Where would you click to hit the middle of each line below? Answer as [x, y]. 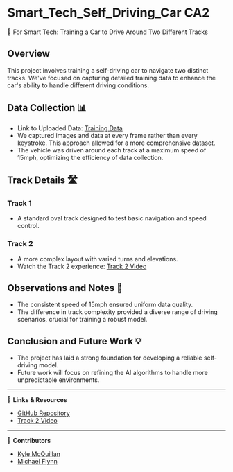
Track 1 [19, 203]
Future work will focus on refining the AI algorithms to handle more [112, 373]
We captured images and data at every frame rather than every [107, 135]
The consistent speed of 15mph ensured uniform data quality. [105, 305]
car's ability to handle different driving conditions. [78, 85]
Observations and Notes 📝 [65, 288]
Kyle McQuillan [39, 454]
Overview [29, 54]
